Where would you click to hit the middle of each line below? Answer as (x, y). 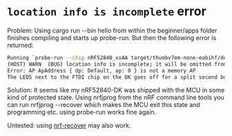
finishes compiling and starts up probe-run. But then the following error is (112, 37)
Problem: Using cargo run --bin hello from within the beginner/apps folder (112, 30)
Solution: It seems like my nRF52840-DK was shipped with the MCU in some (116, 90)
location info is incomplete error (107, 11)
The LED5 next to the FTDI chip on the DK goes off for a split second (112, 77)
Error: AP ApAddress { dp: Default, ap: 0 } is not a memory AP (101, 70)
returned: (20, 45)
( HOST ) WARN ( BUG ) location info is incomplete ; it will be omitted (109, 64)
